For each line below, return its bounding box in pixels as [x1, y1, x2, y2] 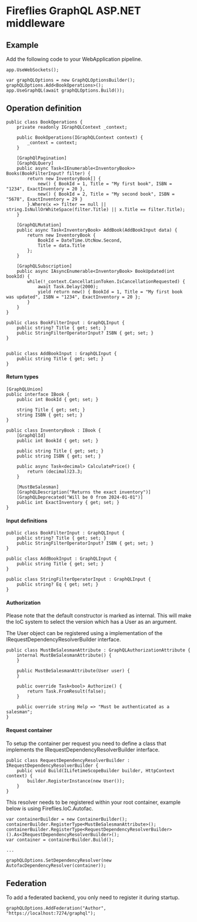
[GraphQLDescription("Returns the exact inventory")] [16, 489, 151, 495]
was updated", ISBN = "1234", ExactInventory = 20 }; [6, 294, 141, 300]
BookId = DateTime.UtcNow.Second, [37, 237, 122, 243]
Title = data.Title [37, 242, 85, 248]
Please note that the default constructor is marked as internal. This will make [6, 612, 192, 619]
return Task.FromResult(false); [27, 689, 107, 694]
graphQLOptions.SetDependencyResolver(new [6, 857, 112, 863]
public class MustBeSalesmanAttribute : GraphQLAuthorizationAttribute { [6, 647, 191, 653]
